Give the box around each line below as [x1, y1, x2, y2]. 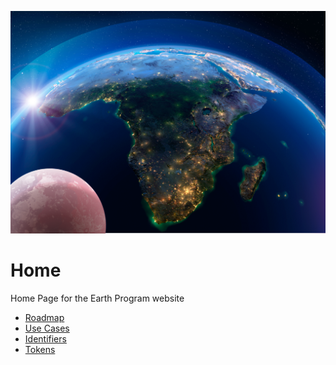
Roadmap [24, 311, 65, 323]
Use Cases [24, 322, 70, 334]
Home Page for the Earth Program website [10, 292, 185, 304]
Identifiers [24, 332, 67, 345]
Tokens [24, 343, 56, 355]
